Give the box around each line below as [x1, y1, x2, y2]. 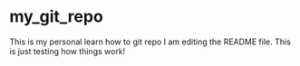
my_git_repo [9, 6, 104, 27]
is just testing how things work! [9, 45, 126, 56]
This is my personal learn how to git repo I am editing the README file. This [9, 36, 292, 47]
